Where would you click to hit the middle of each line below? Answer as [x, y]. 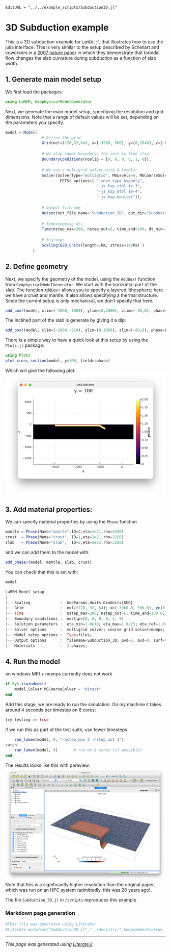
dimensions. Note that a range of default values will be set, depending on [82, 117]
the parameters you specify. [35, 122]
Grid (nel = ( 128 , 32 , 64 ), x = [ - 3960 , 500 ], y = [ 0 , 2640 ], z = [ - [103, 143]
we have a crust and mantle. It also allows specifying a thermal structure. [82, 295]
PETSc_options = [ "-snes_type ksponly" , [102, 181]
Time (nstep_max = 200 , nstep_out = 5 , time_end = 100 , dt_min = [103, 229]
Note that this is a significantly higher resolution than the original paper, [80, 884]
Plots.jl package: [25, 345]
